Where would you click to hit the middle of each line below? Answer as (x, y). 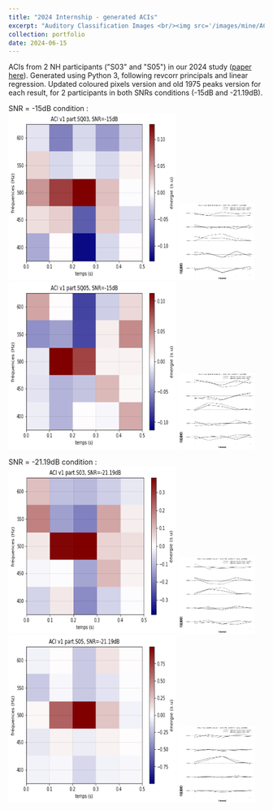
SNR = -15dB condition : (49, 109)
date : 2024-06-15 (38, 43)
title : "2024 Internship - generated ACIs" (83, 17)
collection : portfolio (47, 34)
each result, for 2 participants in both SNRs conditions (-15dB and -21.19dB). (136, 93)
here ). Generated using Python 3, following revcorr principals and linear (128, 75)
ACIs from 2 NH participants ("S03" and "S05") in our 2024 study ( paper (130, 67)
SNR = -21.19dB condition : (53, 462)
